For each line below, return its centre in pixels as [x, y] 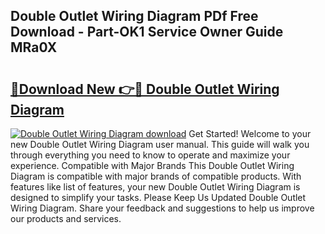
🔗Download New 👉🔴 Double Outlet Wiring [145, 89]
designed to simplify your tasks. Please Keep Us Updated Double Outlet [158, 197]
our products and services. [66, 218]
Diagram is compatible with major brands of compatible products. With [156, 176]
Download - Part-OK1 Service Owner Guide [147, 32]
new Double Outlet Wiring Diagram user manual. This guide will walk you [160, 144]
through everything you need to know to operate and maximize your [150, 155]
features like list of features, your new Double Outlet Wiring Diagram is [155, 187]
